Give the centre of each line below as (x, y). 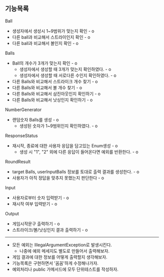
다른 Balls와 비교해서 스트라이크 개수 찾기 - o (55, 81)
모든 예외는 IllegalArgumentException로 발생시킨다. (62, 245)
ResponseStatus (21, 136)
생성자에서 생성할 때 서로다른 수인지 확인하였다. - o (68, 75)
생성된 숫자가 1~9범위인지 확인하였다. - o (58, 126)
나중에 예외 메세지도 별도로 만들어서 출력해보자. (64, 251)
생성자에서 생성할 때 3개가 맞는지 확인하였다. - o (65, 69)
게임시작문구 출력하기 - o (36, 224)
